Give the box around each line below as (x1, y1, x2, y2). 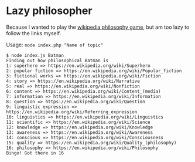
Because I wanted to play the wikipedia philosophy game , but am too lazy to (6, 23, 190, 31)
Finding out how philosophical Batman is (6, 58, 109, 63)
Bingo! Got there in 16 (6, 150, 64, 156)
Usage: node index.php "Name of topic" (6, 41, 104, 48)
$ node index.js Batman (6, 52, 64, 58)
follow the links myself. (6, 29, 61, 36)
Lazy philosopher (6, 4, 93, 18)
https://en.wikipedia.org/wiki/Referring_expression (6, 109, 138, 115)
